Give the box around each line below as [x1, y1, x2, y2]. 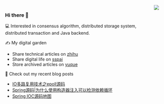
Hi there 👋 [5, 12, 29, 19]
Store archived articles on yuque [12, 62, 78, 67]
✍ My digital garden [5, 40, 47, 46]
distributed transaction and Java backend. [5, 30, 90, 36]
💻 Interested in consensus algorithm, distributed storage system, [5, 23, 137, 29]
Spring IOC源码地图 [12, 93, 52, 99]
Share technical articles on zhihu [12, 51, 78, 57]
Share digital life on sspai [12, 56, 63, 62]
